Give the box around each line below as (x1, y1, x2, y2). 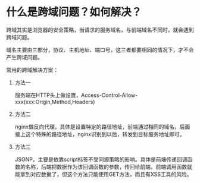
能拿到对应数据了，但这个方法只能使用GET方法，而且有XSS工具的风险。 (14, 171, 192, 178)
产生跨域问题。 (6, 53, 43, 61)
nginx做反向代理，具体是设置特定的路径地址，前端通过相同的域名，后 (14, 123, 185, 130)
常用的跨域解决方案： (6, 66, 58, 73)
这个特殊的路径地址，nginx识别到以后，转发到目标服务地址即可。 (25, 130, 185, 137)
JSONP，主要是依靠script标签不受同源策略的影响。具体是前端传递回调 (14, 156, 187, 163)
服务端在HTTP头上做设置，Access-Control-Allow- (14, 91, 138, 99)
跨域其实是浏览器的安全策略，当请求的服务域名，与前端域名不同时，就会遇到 (6, 26, 194, 33)
